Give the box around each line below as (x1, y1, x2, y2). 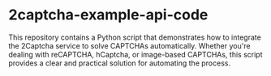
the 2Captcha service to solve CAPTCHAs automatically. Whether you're (8, 40, 251, 50)
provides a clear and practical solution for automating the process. (8, 58, 231, 68)
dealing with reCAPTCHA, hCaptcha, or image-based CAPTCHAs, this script (8, 49, 263, 59)
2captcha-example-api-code (8, 6, 209, 24)
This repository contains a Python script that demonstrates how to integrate (8, 32, 261, 42)
